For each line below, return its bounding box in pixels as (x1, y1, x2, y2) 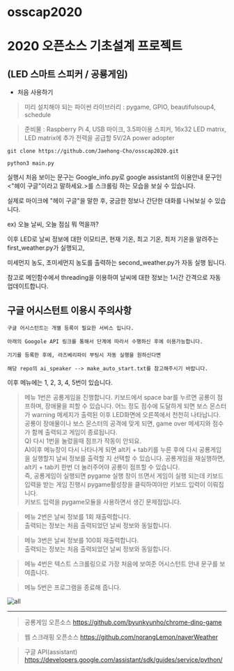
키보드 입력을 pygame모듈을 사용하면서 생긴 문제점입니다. (24, 498, 182, 506)
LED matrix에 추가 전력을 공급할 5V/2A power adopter (24, 134, 175, 142)
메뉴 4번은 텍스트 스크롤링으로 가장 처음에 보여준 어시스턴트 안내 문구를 (24, 559, 218, 568)
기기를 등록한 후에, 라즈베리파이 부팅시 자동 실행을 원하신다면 (7, 352, 162, 359)
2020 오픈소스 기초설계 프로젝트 (7, 38, 183, 54)
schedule (24, 111, 52, 119)
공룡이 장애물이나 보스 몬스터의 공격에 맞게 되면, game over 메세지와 (24, 419, 211, 428)
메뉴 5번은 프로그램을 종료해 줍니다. (24, 583, 122, 591)
